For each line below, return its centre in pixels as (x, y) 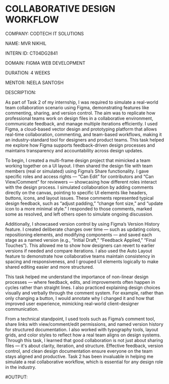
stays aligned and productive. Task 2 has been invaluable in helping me (79, 356)
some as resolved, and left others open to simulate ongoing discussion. (79, 214)
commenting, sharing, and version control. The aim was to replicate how (80, 113)
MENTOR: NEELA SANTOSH (35, 82)
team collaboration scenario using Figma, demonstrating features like (77, 107)
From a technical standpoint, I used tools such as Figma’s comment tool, (80, 319)
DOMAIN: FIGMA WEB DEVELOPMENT (45, 63)
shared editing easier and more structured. (50, 267)
